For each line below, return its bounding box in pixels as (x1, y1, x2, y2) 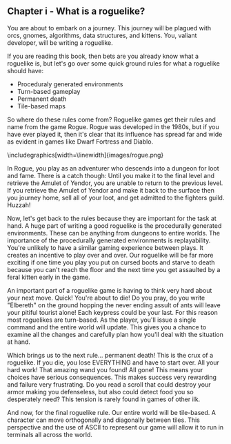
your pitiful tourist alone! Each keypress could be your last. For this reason (7, 308, 219, 316)
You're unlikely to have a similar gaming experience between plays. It (7, 243, 203, 251)
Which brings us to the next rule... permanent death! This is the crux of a (7, 351, 214, 359)
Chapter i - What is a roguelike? (7, 6, 145, 17)
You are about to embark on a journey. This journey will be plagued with (7, 23, 212, 32)
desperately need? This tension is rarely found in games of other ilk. (7, 395, 201, 403)
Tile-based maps (17, 102, 66, 110)
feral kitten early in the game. (7, 273, 91, 281)
